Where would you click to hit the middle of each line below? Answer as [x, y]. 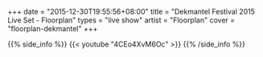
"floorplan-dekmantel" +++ [53, 28]
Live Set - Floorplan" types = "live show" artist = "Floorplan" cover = [121, 20]
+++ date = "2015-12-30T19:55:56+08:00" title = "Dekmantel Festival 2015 [131, 12]
